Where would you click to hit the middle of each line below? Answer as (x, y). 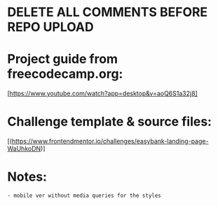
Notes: (27, 177)
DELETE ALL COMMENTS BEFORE (108, 12)
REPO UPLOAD (50, 27)
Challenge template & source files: (110, 122)
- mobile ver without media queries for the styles (84, 195)
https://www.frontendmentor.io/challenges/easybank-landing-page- (110, 142)
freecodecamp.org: (65, 74)
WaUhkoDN (24, 149)
